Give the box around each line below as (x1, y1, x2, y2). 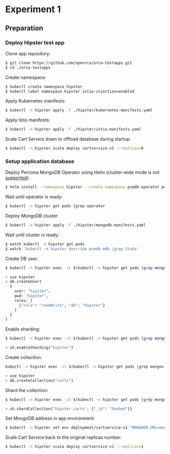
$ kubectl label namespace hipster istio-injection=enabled (5, 89, 135, 94)
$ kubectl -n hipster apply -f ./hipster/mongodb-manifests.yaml (5, 222, 146, 228)
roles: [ (14, 298, 33, 303)
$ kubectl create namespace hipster (5, 84, 82, 89)
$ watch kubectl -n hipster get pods (5, 241, 85, 247)
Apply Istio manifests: (5, 117, 51, 123)
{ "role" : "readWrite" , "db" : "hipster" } (18, 303, 105, 308)
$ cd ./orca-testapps (5, 65, 51, 70)
